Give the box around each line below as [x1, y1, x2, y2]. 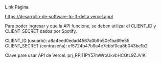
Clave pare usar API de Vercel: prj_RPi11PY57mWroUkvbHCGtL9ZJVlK [5, 52, 146, 58]
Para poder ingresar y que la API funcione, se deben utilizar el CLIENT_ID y [5, 23, 156, 29]
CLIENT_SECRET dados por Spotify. [5, 28, 77, 34]
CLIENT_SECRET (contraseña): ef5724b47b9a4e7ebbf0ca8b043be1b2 [5, 43, 148, 48]
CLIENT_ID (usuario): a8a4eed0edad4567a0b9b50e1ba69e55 [5, 38, 130, 43]
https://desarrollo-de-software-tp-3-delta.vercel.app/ [5, 14, 114, 19]
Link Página [5, 4, 29, 10]
